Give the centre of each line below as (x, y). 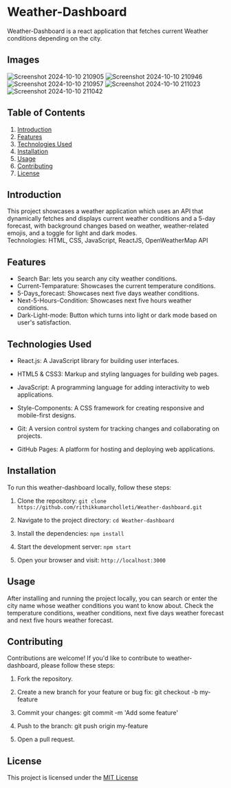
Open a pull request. (46, 739)
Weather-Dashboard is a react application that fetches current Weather (108, 31)
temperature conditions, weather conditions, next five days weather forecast (115, 613)
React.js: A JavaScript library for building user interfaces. (98, 361)
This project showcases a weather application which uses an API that (105, 211)
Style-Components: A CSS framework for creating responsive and (111, 408)
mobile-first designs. (46, 415)
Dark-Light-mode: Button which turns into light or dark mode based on (117, 315)
